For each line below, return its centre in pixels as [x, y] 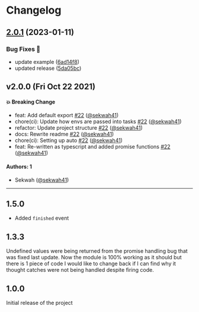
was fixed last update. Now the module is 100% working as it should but [94, 258]
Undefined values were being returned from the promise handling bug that [97, 251]
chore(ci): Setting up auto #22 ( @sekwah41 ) [69, 140]
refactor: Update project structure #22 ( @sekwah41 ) [79, 128]
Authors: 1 [19, 167]
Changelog [34, 10]
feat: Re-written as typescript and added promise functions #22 [92, 147]
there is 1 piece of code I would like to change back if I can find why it [91, 263]
